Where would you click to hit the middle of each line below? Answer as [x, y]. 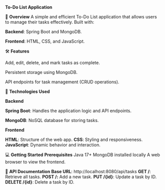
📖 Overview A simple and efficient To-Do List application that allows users [81, 17]
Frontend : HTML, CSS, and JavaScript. [45, 41]
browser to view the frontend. [35, 162]
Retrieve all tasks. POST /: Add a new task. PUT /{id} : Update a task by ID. [81, 177]
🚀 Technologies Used [27, 92]
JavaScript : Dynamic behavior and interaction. [53, 145]
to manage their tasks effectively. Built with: [50, 22]
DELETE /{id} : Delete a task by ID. [40, 182]
